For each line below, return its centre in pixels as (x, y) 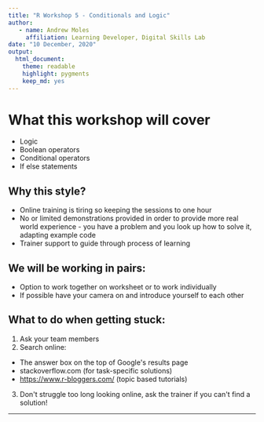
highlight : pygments (56, 74)
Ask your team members (59, 339)
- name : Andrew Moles (54, 30)
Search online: (43, 347)
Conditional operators (55, 158)
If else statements (48, 166)
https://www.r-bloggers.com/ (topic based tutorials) (103, 379)
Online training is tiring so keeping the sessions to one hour (115, 210)
